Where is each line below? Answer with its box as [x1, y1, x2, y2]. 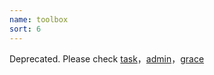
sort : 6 [9, 24, 42, 34]
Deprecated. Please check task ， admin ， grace [9, 52, 205, 65]
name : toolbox [9, 14, 69, 25]
